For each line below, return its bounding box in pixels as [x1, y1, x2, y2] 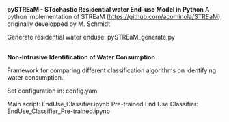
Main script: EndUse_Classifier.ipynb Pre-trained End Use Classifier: [7, 100, 199, 108]
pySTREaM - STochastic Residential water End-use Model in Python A [7, 5, 210, 14]
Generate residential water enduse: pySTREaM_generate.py [7, 33, 176, 42]
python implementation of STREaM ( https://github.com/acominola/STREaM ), [7, 13, 222, 21]
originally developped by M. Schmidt [7, 20, 111, 28]
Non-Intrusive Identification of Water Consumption [7, 52, 156, 61]
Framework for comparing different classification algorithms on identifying [7, 66, 217, 74]
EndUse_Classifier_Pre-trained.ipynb [7, 107, 111, 115]
